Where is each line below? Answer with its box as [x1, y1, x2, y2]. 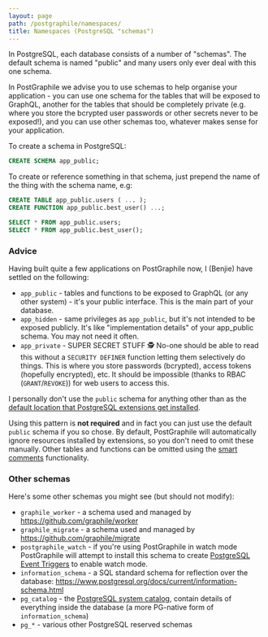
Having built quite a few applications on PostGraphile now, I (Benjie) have [8, 264, 253, 273]
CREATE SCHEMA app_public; [8, 157, 100, 165]
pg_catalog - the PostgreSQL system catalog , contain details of [19, 594, 232, 604]
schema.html [19, 585, 64, 595]
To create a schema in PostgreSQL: [8, 142, 127, 151]
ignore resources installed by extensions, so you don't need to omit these [8, 436, 254, 446]
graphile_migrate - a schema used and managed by [19, 525, 196, 534]
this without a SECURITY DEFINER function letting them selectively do [19, 352, 246, 362]
